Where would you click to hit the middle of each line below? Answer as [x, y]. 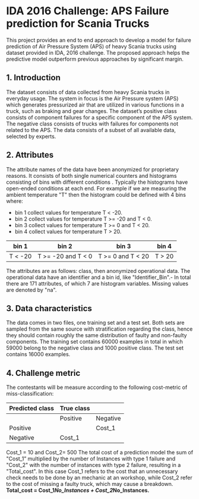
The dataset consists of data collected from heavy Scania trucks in [88, 92]
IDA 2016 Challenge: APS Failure [88, 11]
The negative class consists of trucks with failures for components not [92, 124]
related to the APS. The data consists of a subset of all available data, [91, 130]
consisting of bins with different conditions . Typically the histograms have [97, 182]
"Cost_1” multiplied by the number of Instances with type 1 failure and [91, 459]
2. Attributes [30, 155]
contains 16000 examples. [38, 354]
